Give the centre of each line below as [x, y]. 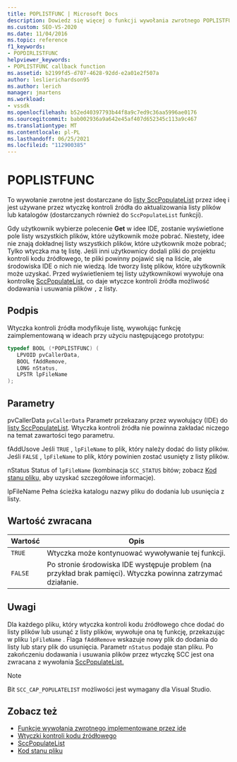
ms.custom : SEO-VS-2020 [42, 27]
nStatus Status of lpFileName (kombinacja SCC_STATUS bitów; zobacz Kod [112, 470]
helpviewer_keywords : [39, 60]
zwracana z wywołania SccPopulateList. [66, 662]
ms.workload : [26, 100]
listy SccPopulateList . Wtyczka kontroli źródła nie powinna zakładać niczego [118, 428]
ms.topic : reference [38, 40]
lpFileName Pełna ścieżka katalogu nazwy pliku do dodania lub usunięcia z [116, 491]
